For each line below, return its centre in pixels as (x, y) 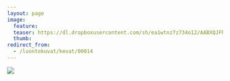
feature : (26, 26)
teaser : (24, 32)
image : (16, 20)
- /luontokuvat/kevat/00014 (53, 52)
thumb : (23, 39)
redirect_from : (29, 45)
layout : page (26, 13)
